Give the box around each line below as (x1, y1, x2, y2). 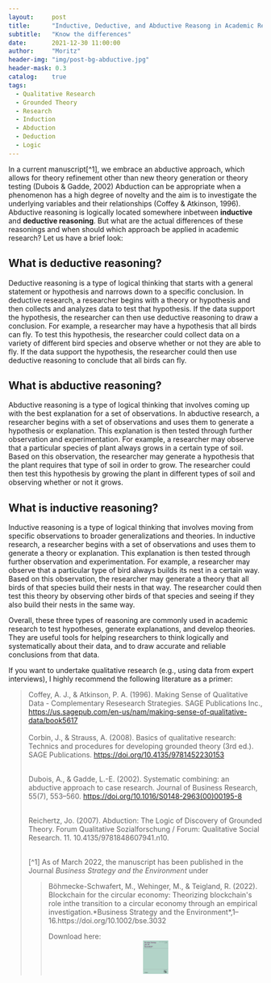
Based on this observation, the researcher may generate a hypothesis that (8, 451, 255, 461)
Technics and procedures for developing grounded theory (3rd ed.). (27, 741, 254, 752)
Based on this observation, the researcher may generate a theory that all (8, 574, 249, 584)
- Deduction (15, 133, 56, 141)
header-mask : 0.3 (8, 65, 67, 73)
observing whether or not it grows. (8, 477, 123, 487)
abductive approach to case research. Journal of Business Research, (27, 783, 258, 793)
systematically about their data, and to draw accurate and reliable (8, 642, 227, 651)
